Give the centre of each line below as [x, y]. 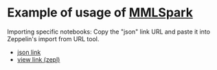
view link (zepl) [38, 59]
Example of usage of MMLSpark [100, 13]
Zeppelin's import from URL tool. [53, 38]
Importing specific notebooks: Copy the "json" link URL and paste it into [109, 32]
